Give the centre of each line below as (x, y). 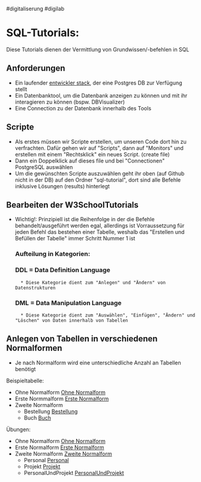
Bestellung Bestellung (51, 411)
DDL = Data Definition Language (63, 270)
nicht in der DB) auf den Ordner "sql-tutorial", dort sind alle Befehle (98, 180)
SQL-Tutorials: (43, 33)
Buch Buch (37, 418)
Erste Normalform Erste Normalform (59, 447)
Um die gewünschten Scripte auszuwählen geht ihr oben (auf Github (100, 173)
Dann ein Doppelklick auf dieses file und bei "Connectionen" (90, 161)
